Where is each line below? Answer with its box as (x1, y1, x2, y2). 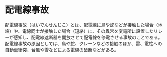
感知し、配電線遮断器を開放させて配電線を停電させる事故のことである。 (13, 34, 163, 40)
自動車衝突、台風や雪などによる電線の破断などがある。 (5, 47, 119, 53)
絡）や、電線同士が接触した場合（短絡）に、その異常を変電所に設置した (5, 28, 154, 34)
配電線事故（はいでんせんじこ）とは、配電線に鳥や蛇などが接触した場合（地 (5, 22, 163, 28)
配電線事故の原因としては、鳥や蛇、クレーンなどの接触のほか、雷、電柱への (5, 40, 162, 46)
